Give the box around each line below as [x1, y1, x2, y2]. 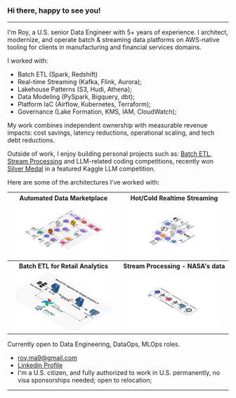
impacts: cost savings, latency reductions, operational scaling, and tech [7, 128, 215, 137]
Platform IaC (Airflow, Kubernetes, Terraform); [17, 100, 151, 109]
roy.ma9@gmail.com [17, 353, 77, 361]
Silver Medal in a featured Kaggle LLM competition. [7, 164, 156, 173]
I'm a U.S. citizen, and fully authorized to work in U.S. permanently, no [17, 368, 221, 377]
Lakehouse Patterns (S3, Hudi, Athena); [17, 85, 132, 93]
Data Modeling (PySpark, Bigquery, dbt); [17, 93, 136, 101]
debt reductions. [7, 136, 55, 145]
